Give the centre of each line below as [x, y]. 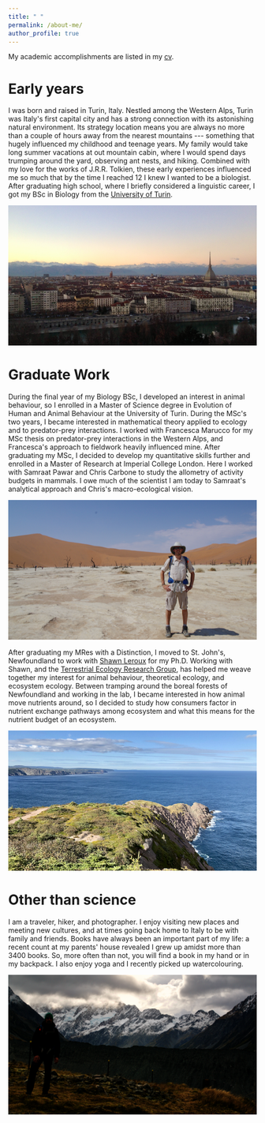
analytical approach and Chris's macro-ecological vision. [101, 489]
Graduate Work [59, 374]
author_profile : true [44, 33]
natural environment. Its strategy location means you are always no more [127, 127]
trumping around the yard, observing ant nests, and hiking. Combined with [129, 161]
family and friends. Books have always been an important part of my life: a [129, 938]
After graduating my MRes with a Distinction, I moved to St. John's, [117, 652]
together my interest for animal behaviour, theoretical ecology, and [116, 678]
